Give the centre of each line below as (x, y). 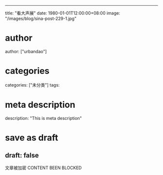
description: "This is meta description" (43, 118)
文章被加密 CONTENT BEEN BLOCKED (43, 168)
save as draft (32, 138)
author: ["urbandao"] (26, 51)
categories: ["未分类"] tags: (32, 85)
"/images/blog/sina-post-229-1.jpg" (41, 18)
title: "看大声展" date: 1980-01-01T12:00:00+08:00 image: (63, 13)
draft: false (22, 155)
